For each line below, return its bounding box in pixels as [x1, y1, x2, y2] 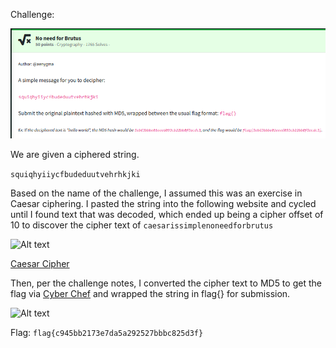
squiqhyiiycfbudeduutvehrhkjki [10, 170, 141, 180]
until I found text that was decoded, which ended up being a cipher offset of [10, 209, 324, 221]
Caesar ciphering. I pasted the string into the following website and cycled [10, 198, 317, 210]
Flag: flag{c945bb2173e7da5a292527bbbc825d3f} [10, 327, 204, 339]
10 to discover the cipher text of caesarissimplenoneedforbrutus [10, 219, 274, 231]
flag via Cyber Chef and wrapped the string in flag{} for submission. [10, 288, 291, 300]
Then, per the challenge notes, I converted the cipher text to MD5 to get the [10, 277, 322, 289]
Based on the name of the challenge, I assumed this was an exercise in [10, 187, 303, 199]
